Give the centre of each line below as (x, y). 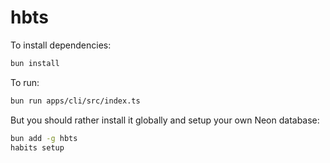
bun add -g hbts (44, 138)
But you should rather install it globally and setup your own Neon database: (165, 120)
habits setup (37, 147)
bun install (35, 63)
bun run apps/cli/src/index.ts (75, 101)
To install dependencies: (61, 45)
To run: (25, 82)
